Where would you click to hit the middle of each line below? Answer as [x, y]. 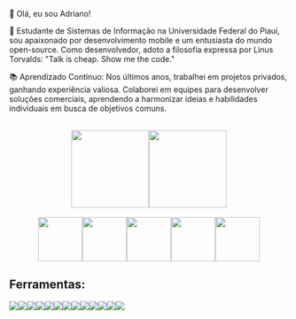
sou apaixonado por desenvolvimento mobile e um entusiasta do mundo [141, 40]
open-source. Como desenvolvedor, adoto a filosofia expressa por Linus [141, 50]
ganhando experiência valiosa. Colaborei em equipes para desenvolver [139, 89]
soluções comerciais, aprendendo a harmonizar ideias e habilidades [133, 99]
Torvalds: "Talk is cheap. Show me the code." [92, 59]
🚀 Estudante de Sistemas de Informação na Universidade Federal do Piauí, [145, 31]
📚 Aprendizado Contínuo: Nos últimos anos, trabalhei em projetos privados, [148, 77]
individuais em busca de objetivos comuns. [88, 108]
